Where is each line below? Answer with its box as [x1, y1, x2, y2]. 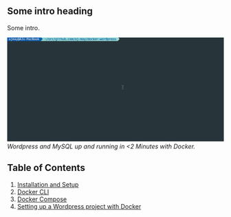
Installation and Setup [16, 180, 79, 188]
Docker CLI [16, 187, 49, 196]
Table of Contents [7, 162, 86, 174]
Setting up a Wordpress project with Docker [16, 202, 142, 210]
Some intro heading [7, 5, 93, 17]
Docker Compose [16, 195, 67, 203]
